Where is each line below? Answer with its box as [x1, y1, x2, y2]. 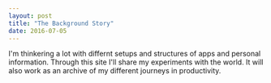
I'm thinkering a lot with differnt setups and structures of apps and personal [8, 49, 261, 59]
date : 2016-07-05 [8, 27, 67, 35]
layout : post [8, 11, 53, 20]
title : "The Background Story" [8, 19, 114, 27]
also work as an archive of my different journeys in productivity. [8, 66, 222, 76]
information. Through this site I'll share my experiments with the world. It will [8, 57, 264, 67]
